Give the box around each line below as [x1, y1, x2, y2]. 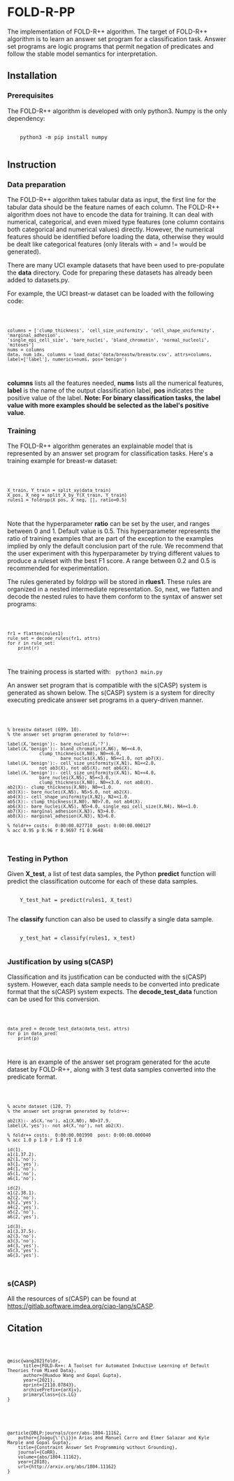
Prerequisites [7, 91, 54, 101]
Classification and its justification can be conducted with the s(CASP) [7, 972, 207, 982]
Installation [7, 70, 57, 82]
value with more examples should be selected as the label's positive [7, 401, 210, 409]
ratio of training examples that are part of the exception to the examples [7, 534, 214, 543]
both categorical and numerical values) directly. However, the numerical [7, 225, 214, 234]
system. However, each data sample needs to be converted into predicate [7, 980, 220, 988]
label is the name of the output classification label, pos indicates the [7, 386, 204, 395]
